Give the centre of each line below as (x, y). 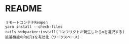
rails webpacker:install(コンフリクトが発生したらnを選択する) (65, 32)
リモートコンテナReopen (27, 22)
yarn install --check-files (34, 27)
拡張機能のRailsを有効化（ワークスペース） (44, 37)
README (24, 9)
